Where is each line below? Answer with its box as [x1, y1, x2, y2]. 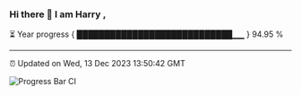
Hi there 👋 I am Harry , [9, 8, 107, 21]
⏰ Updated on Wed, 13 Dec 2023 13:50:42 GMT [9, 58, 185, 69]
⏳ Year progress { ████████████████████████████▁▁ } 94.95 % [9, 29, 284, 39]
